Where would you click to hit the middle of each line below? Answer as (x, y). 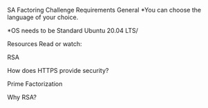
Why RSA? (22, 97)
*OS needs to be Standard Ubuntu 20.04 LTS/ (73, 31)
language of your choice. (43, 17)
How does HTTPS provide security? (58, 71)
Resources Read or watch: (45, 44)
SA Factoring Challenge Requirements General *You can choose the (104, 10)
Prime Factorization (35, 84)
